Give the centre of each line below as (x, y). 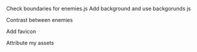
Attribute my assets (30, 43)
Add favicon (21, 31)
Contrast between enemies (40, 20)
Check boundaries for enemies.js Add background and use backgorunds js (99, 9)
